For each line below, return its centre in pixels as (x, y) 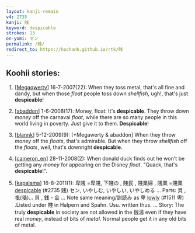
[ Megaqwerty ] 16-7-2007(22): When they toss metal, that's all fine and (100, 87)
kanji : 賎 (18, 22)
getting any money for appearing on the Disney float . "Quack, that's (96, 165)
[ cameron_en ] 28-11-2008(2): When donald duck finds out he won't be (100, 158)
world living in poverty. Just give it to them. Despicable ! (81, 123)
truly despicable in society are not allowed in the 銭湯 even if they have (100, 212)
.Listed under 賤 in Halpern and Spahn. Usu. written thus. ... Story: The (99, 204)
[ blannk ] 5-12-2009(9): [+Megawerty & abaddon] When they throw (95, 134)
